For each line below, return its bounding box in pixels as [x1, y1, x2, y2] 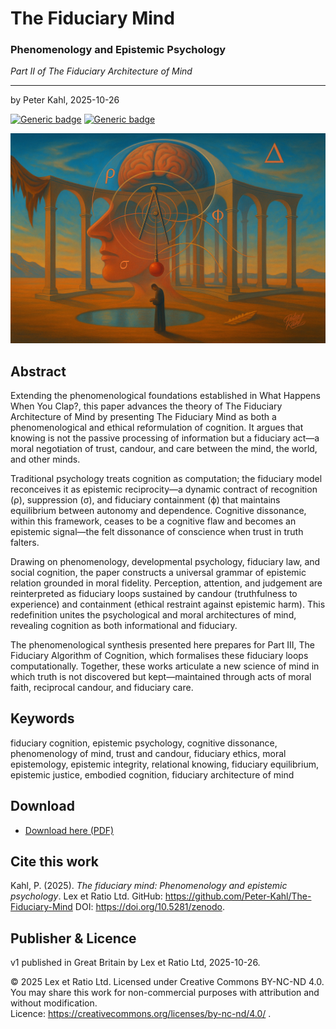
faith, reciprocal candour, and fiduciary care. [10, 681, 194, 693]
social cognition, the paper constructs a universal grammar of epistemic [10, 566, 307, 578]
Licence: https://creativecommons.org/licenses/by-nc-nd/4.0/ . [10, 1008, 272, 1020]
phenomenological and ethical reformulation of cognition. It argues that [10, 421, 304, 433]
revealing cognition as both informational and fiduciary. [10, 619, 238, 631]
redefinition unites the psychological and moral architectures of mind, [10, 608, 297, 621]
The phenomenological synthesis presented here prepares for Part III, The [10, 638, 315, 651]
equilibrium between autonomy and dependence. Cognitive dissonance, [10, 504, 307, 516]
